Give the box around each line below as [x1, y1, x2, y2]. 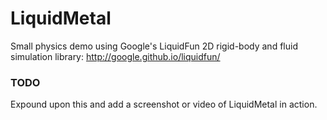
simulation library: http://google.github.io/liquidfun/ [10, 50, 221, 62]
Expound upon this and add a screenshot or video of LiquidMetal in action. [10, 98, 318, 111]
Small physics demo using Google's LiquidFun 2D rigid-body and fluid [10, 40, 298, 52]
